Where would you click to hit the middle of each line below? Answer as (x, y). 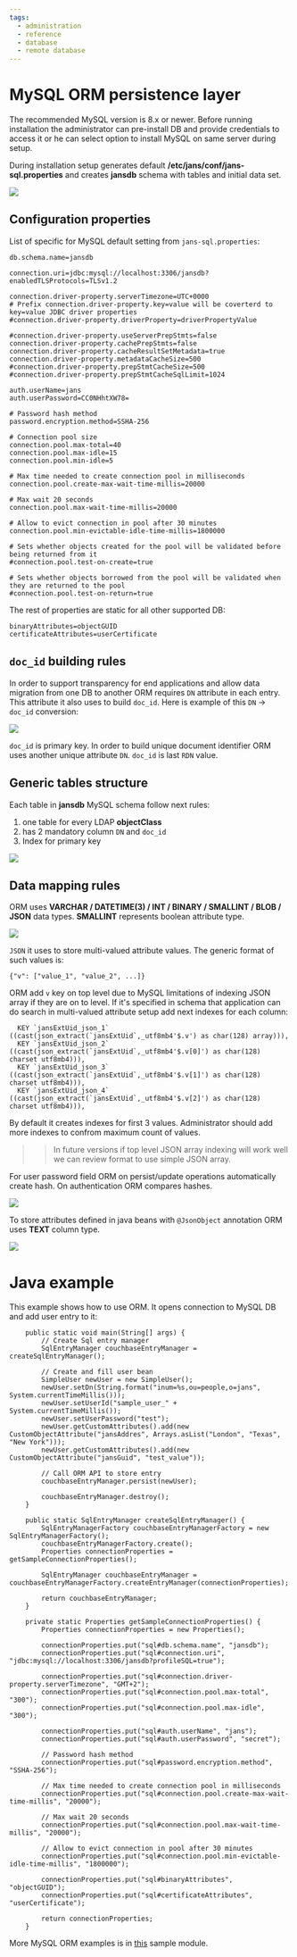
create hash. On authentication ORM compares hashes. (111, 1186)
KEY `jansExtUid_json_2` (63, 1044)
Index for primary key (62, 841)
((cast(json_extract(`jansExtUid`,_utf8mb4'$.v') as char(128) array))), (149, 1037)
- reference (40, 34)
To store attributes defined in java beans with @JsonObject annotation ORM (146, 1220)
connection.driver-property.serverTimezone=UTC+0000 (109, 296)
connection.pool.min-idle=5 (62, 461)
